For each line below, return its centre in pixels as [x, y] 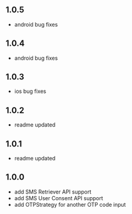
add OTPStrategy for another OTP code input [70, 204]
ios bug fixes [30, 91]
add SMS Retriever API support [53, 192]
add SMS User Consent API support [58, 198]
